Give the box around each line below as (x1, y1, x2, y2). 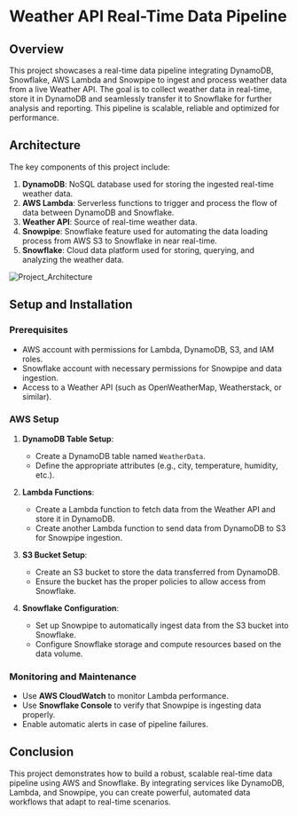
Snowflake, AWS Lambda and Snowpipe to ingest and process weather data (9, 75, 287, 85)
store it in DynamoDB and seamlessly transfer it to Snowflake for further (9, 93, 272, 104)
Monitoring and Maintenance (9, 670, 137, 683)
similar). (21, 391, 51, 401)
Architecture (9, 138, 82, 153)
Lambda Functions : (21, 487, 95, 497)
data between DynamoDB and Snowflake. (21, 207, 175, 218)
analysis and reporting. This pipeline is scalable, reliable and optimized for (9, 103, 280, 113)
